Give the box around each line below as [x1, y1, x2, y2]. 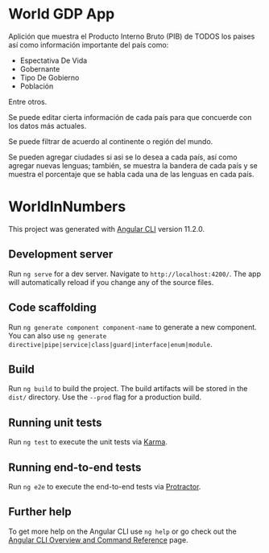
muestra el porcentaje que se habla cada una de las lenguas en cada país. [8, 169, 255, 179]
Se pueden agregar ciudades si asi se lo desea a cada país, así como [8, 152, 238, 162]
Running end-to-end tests [8, 460, 142, 474]
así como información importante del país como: [8, 39, 169, 49]
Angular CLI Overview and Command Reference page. [8, 534, 188, 544]
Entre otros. [8, 97, 48, 106]
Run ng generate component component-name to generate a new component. [8, 322, 258, 332]
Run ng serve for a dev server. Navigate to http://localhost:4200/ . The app [8, 269, 262, 279]
